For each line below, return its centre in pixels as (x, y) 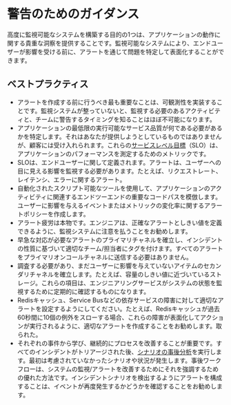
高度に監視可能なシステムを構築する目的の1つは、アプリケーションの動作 (111, 34)
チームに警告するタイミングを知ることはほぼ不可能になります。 (125, 119)
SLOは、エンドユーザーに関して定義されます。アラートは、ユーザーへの (119, 162)
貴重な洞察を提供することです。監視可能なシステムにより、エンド (118, 43)
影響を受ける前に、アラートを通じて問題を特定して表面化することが (122, 52)
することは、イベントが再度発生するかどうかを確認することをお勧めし (117, 386)
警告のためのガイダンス (73, 14)
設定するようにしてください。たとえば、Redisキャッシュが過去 (131, 309)
